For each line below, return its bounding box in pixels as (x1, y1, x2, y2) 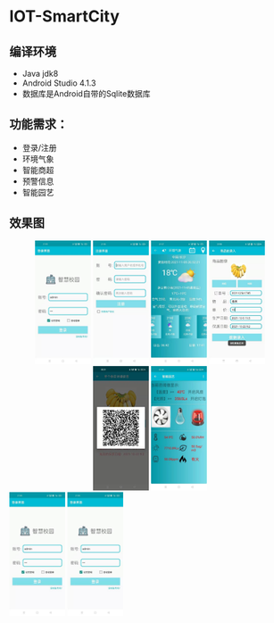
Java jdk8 (21, 69, 59, 79)
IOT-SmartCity (9, 6, 120, 27)
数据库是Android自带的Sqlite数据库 (21, 88, 151, 99)
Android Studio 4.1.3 (21, 78, 96, 88)
